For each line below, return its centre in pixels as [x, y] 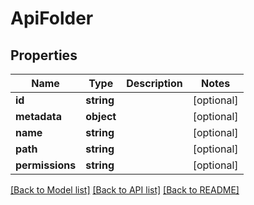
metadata [38, 116]
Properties [44, 55]
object [101, 116]
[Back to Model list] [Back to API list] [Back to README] [125, 190]
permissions [46, 165]
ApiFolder [52, 18]
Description [154, 83]
